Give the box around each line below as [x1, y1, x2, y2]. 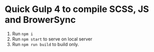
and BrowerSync [5, 14, 76, 25]
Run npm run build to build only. [12, 41, 79, 47]
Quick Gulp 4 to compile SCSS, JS [5, 3, 149, 15]
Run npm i [12, 30, 33, 36]
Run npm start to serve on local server [12, 36, 92, 42]
